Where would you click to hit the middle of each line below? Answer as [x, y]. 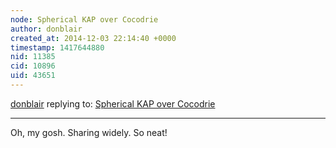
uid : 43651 [33, 76]
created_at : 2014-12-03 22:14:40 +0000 [93, 38]
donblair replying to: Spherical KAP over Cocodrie [113, 103]
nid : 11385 [33, 57]
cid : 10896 [33, 66]
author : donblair [46, 29]
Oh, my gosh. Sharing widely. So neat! [89, 132]
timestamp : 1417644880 [57, 47]
